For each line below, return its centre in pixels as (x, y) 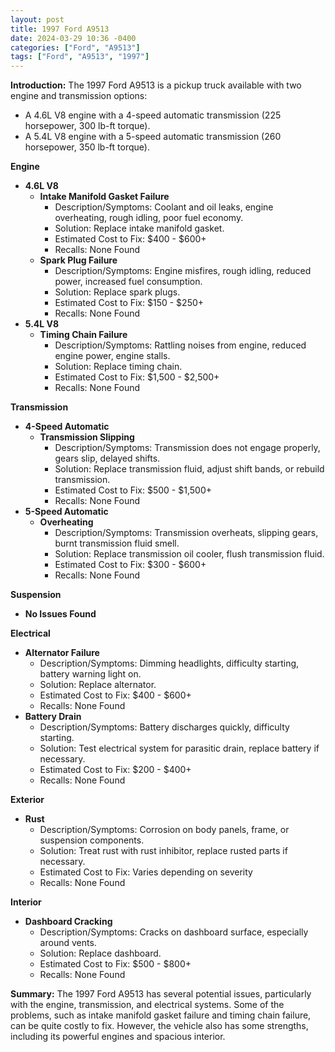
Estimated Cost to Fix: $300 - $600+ (130, 565)
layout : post (37, 19)
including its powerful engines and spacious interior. (118, 1037)
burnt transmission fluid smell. (117, 543)
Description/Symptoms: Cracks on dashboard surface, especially (174, 932)
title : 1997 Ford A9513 (60, 29)
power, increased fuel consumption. (128, 282)
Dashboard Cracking (68, 922)
